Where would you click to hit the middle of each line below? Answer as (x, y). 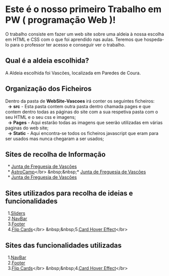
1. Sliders (16, 213)
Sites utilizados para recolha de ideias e (69, 193)
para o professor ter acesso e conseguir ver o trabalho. (68, 44)
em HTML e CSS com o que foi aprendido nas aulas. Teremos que (74, 39)
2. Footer (16, 263)
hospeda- (154, 39)
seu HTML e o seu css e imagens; (40, 117)
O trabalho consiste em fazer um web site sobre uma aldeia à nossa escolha (85, 34)
